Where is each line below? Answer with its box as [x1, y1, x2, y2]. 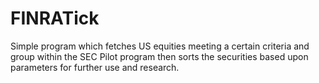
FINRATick [10, 7, 100, 30]
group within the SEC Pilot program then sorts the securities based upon [10, 50, 309, 62]
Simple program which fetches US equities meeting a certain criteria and [10, 40, 310, 52]
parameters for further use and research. [10, 61, 180, 73]
